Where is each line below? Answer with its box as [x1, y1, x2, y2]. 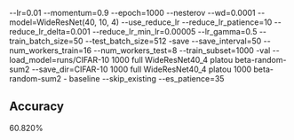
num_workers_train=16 [9, 45, 91, 56]
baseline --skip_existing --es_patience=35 [68, 74, 225, 83]
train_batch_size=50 [9, 35, 83, 46]
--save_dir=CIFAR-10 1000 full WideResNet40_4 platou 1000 [31, 64, 252, 74]
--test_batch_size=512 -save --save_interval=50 [84, 35, 262, 46]
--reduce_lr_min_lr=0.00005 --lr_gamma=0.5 [91, 27, 258, 36]
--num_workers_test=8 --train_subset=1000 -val [92, 45, 271, 56]
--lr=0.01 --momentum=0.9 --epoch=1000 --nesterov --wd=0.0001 [9, 8, 256, 18]
